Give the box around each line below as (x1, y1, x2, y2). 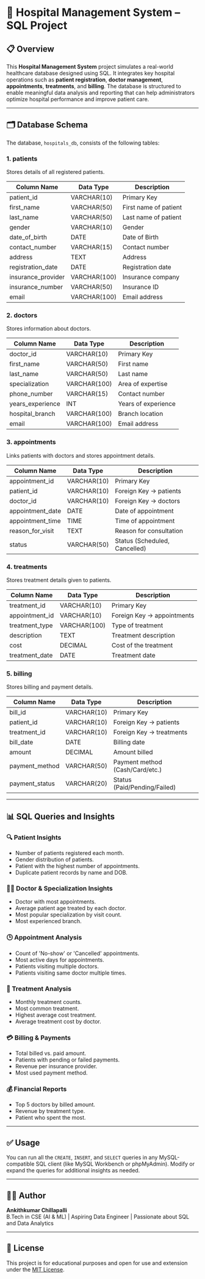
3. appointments (6, 438, 56, 447)
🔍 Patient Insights (6, 833, 62, 842)
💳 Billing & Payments (6, 1033, 71, 1042)
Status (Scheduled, (115, 536, 170, 545)
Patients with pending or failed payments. (15, 1056, 120, 1063)
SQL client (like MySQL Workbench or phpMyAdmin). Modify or (35, 1160, 195, 1168)
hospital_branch (9, 410, 56, 418)
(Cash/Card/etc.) (113, 766, 162, 774)
